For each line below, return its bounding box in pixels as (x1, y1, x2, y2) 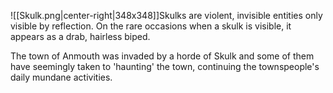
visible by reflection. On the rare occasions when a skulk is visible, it (10, 20, 292, 32)
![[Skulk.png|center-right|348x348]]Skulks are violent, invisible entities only (10, 10, 323, 21)
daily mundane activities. (10, 71, 113, 83)
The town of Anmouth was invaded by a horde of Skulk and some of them (10, 50, 315, 62)
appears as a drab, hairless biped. (10, 31, 151, 42)
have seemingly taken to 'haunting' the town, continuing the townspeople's (10, 61, 320, 72)
